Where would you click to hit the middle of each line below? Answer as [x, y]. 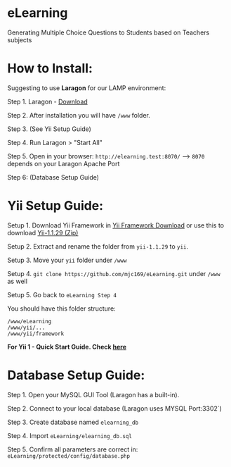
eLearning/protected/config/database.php [69, 456]
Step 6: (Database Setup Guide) [53, 177]
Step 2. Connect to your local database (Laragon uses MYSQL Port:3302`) [115, 408]
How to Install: [50, 69]
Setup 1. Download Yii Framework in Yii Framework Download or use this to [116, 225]
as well [18, 281]
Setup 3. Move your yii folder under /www [67, 260]
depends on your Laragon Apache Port [64, 163]
